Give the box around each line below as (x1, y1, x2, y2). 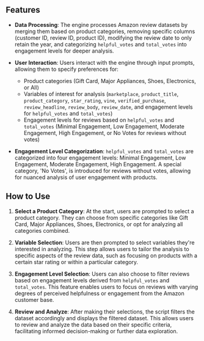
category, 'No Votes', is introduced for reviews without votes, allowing (14, 167, 191, 174)
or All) (23, 84, 39, 91)
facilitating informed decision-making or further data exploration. (14, 327, 178, 335)
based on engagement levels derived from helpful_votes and (14, 276, 169, 284)
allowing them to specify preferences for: (14, 65, 118, 73)
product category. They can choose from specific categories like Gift (14, 214, 189, 221)
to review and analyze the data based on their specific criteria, (14, 321, 172, 328)
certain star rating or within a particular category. (14, 258, 139, 265)
